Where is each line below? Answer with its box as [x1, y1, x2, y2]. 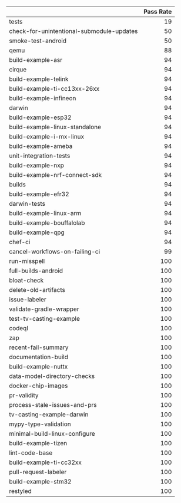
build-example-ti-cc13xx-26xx [9, 85, 100, 93]
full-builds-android [9, 267, 63, 275]
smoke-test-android [9, 37, 66, 45]
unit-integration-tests [9, 152, 71, 160]
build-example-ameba [9, 142, 73, 150]
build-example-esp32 [9, 113, 72, 121]
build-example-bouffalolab [9, 219, 85, 226]
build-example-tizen [9, 439, 68, 447]
